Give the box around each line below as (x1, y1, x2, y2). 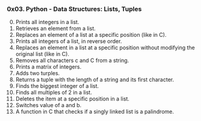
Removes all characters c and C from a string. (15, 57, 129, 64)
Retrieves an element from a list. (15, 25, 96, 32)
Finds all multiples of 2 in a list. (15, 89, 92, 96)
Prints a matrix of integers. (15, 63, 82, 70)
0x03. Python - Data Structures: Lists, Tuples (7, 5, 142, 13)
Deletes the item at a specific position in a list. (15, 95, 130, 102)
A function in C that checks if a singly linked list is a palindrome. (15, 108, 174, 116)
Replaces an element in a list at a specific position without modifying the (15, 44, 195, 51)
